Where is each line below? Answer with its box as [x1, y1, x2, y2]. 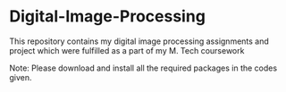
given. [9, 71, 33, 82]
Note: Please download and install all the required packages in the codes [9, 63, 278, 73]
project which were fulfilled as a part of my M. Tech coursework [9, 45, 245, 55]
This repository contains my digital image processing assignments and [9, 36, 270, 46]
